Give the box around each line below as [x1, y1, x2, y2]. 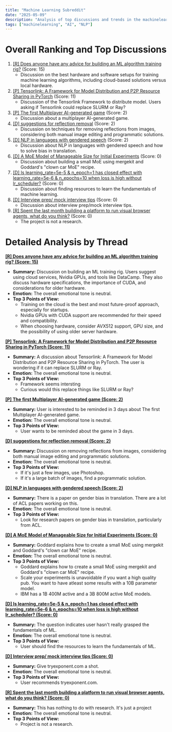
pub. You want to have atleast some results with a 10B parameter [20, 580, 157, 586]
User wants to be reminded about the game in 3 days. [20, 428, 134, 434]
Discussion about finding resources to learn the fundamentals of [20, 186, 157, 192]
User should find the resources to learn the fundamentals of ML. [20, 643, 156, 650]
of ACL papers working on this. [12, 500, 78, 507]
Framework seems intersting [20, 381, 81, 387]
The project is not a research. [20, 219, 83, 225]
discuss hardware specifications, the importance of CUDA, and [12, 279, 146, 286]
